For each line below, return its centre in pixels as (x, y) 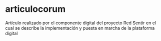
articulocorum (35, 9)
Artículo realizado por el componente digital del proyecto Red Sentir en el (81, 23)
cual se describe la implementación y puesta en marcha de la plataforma (80, 28)
